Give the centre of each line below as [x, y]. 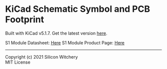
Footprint [25, 19]
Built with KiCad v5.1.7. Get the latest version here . [56, 33]
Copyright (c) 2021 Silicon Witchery [42, 57]
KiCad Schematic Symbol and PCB [78, 9]
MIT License [18, 62]
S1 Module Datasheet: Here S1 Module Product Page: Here [65, 42]
